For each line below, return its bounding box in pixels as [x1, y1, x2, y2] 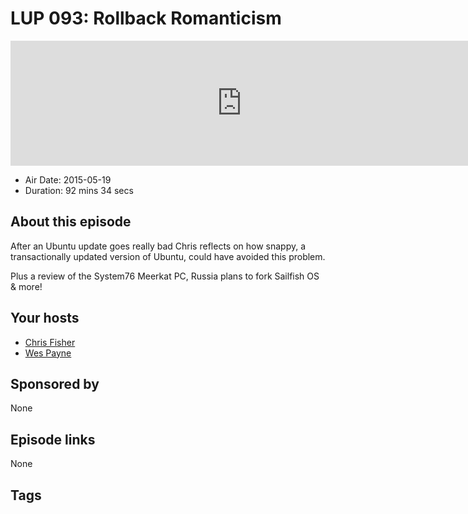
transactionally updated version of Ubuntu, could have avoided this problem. [10, 250, 326, 262]
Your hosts [10, 310, 80, 327]
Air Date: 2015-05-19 [24, 173, 112, 186]
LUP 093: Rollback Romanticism [10, 7, 282, 30]
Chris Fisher [24, 336, 76, 348]
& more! [10, 280, 43, 292]
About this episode [10, 213, 132, 231]
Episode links [10, 431, 96, 448]
